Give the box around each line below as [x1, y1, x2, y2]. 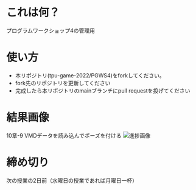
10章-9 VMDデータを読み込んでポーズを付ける [6, 132, 122, 139]
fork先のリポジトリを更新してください [15, 79, 111, 86]
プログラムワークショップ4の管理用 [6, 27, 96, 34]
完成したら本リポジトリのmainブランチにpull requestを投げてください [15, 86, 191, 94]
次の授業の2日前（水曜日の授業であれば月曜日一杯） [6, 177, 138, 184]
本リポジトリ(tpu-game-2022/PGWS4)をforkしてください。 [15, 71, 166, 79]
